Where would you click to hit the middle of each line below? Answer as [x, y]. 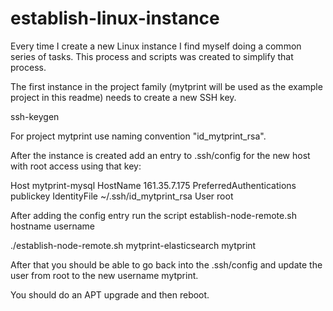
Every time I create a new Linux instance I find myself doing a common [156, 46]
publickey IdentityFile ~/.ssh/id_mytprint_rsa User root [122, 196]
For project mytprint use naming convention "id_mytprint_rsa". [138, 136]
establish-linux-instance [115, 18]
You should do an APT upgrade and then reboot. [110, 294]
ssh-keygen [35, 116]
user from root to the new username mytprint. [104, 275]
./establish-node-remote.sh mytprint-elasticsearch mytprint [133, 245]
